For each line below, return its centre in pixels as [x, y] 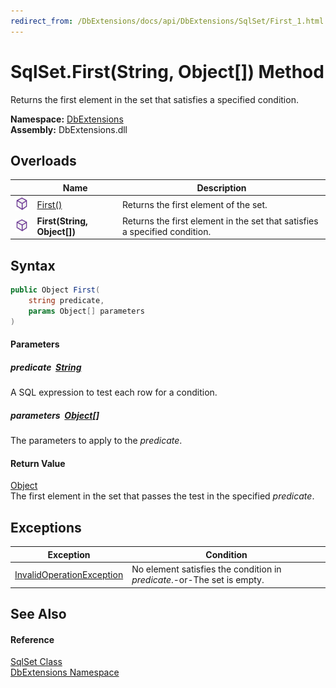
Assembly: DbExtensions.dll [69, 129]
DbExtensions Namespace [65, 672]
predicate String [46, 367]
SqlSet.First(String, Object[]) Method [167, 71]
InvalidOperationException [69, 574]
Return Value [38, 463]
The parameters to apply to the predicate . [96, 441]
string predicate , [66, 301]
